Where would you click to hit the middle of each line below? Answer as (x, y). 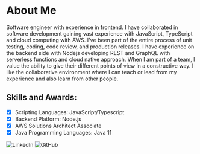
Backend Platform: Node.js (48, 119)
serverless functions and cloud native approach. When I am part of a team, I (101, 59)
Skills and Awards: (42, 98)
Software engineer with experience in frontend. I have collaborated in (92, 27)
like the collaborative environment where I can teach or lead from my (92, 72)
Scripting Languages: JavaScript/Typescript (70, 112)
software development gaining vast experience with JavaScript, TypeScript (99, 33)
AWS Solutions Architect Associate (58, 126)
